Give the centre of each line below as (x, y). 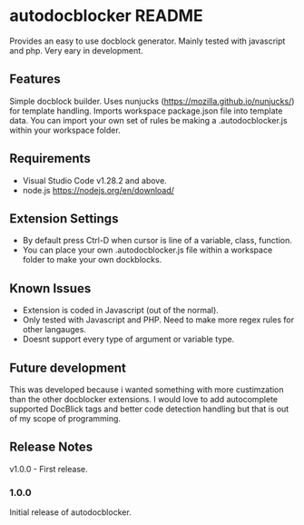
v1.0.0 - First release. (49, 469)
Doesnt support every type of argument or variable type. (128, 339)
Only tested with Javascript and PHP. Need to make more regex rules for (158, 320)
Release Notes (51, 447)
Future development (68, 367)
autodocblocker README (106, 16)
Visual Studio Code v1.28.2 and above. (95, 180)
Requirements (50, 158)
